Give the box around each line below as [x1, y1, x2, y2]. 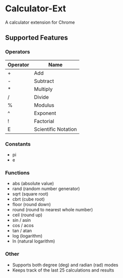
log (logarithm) [12, 233, 43, 239]
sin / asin [12, 217, 31, 223]
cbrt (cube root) [12, 196, 45, 202]
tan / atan [12, 228, 32, 234]
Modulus [34, 102, 54, 109]
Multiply [34, 85, 53, 92]
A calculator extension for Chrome [5, 19, 75, 25]
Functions [5, 169, 30, 176]
